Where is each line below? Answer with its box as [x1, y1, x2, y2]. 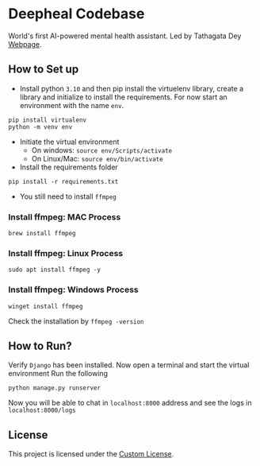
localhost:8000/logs [8, 406, 77, 414]
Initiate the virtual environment [19, 137, 120, 146]
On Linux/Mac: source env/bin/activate [31, 153, 164, 163]
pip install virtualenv [8, 116, 87, 124]
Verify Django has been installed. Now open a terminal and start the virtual [8, 360, 250, 370]
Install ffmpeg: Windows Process [8, 284, 139, 295]
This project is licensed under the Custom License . [8, 449, 174, 459]
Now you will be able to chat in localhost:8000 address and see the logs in [8, 398, 252, 408]
